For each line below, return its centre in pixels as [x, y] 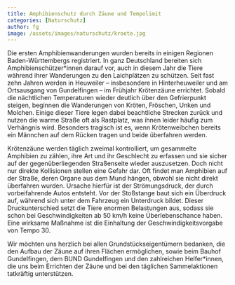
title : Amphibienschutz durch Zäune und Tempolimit [84, 14]
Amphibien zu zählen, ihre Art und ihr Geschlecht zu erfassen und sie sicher [117, 156]
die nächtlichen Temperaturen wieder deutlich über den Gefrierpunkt [107, 98]
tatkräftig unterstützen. [40, 274]
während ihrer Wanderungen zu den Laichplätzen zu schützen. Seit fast [111, 76]
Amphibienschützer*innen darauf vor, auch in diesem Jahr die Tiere [105, 68]
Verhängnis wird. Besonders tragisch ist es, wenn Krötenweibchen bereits [114, 127]
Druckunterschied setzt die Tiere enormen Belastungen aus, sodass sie [110, 208]
